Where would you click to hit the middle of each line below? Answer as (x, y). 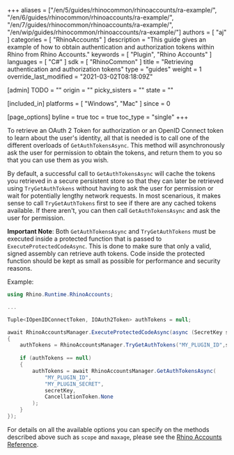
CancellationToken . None (79, 397)
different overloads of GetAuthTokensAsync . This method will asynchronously (116, 145)
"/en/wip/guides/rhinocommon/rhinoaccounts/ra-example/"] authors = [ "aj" (117, 32)
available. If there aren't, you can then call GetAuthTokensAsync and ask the (114, 210)
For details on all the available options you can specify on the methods (108, 429)
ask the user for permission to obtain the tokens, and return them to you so (115, 153)
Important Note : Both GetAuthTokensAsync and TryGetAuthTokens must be (111, 231)
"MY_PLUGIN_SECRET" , (74, 384)
